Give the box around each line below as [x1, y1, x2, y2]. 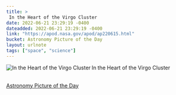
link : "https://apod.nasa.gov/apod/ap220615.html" [6, 31, 135, 37]
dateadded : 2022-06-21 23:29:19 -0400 [6, 25, 103, 32]
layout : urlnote [6, 42, 47, 48]
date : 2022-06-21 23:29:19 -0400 [6, 20, 89, 26]
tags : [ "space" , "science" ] [6, 48, 76, 54]
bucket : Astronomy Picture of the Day [6, 36, 103, 42]
